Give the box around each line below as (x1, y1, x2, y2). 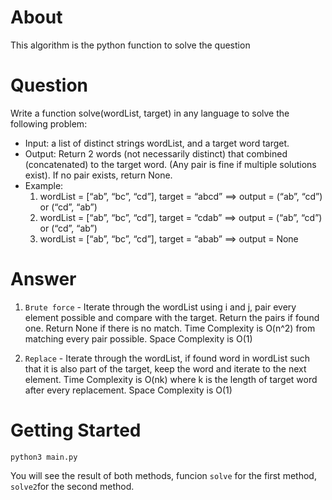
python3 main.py (10, 452, 78, 462)
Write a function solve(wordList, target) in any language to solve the (10, 107, 290, 119)
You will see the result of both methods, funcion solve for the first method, (10, 469, 317, 481)
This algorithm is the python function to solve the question (10, 39, 251, 51)
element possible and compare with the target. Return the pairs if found (24, 311, 320, 323)
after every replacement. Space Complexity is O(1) (24, 384, 233, 396)
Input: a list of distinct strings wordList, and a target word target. (24, 137, 290, 149)
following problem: (10, 117, 88, 130)
